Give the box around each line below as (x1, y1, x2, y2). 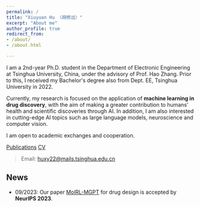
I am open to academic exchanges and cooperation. (6, 131, 135, 139)
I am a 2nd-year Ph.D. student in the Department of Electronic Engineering (6, 64, 190, 71)
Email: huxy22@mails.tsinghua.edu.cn (20, 155, 115, 162)
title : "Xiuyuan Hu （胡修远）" (6, 14, 83, 20)
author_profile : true (6, 25, 61, 32)
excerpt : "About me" (6, 20, 58, 26)
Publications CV (6, 143, 46, 151)
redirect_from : (6, 31, 44, 37)
